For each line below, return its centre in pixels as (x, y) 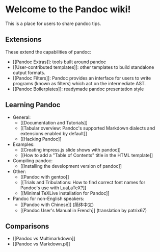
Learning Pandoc (33, 105)
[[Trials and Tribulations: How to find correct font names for (83, 182)
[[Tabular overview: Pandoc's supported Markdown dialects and (88, 128)
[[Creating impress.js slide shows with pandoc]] (70, 149)
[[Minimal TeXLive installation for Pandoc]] (65, 193)
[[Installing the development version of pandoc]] (71, 166)
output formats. (29, 72)
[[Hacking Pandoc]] (41, 139)
